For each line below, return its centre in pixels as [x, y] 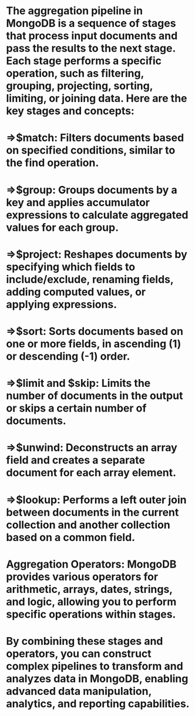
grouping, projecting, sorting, [80, 86]
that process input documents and [92, 36]
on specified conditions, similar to [91, 150]
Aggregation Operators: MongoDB [91, 564]
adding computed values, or [76, 292]
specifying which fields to [71, 267]
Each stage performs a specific [84, 61]
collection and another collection [88, 525]
